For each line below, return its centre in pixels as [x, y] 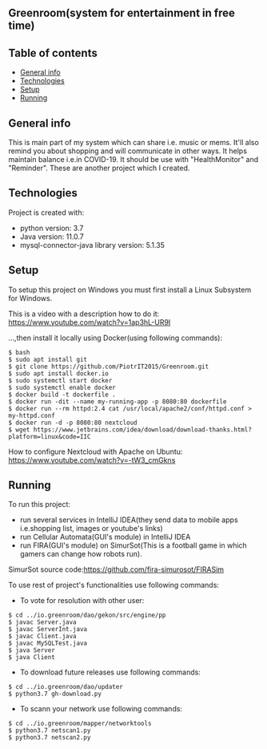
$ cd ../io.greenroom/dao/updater [66, 687]
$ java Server [32, 650]
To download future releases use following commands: [110, 672]
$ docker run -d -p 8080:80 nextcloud [73, 423]
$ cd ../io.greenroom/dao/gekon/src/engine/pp [87, 615]
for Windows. [30, 298]
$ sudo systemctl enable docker [62, 387]
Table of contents [53, 53]
